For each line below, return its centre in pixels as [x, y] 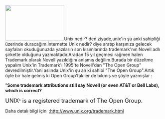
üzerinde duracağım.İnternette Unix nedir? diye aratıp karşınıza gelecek [79, 44]
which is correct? [24, 90]
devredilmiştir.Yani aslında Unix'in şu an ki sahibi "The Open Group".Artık [80, 70]
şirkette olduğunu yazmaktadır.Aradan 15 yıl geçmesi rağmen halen [74, 55]
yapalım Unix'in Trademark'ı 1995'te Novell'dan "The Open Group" [73, 65]
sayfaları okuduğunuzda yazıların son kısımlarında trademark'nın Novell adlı [83, 49]
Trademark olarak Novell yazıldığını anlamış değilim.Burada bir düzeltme [79, 60]
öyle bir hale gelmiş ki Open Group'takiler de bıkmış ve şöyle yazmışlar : [79, 76]
